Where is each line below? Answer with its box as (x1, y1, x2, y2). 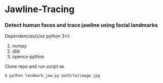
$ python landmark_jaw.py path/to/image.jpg (5, 73, 100, 78)
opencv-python (12, 54, 45, 60)
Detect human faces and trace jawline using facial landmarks (5, 22, 158, 29)
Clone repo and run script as (5, 63, 64, 69)
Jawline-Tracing (5, 4, 75, 15)
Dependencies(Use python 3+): (5, 33, 71, 39)
